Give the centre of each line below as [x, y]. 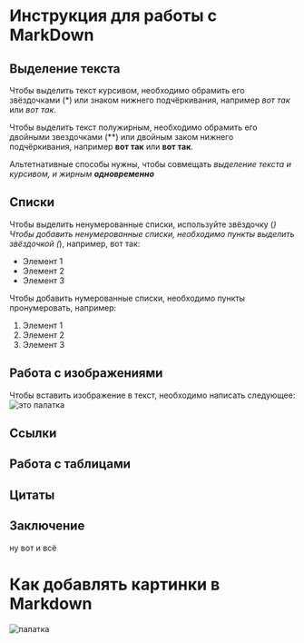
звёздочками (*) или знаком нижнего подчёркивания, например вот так [150, 100]
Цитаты [32, 495]
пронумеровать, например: [63, 307]
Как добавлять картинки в [115, 584]
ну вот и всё [33, 548]
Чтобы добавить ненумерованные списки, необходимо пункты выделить [152, 233]
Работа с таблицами [70, 464]
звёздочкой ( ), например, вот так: [75, 243]
